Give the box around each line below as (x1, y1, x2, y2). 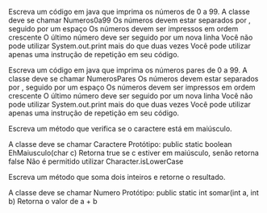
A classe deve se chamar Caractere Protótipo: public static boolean (8, 140, 232, 148)
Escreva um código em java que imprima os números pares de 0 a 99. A (8, 65, 248, 75)
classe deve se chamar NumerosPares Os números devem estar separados (8, 74, 259, 83)
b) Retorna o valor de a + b (8, 197, 98, 206)
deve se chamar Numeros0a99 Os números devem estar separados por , (8, 15, 252, 25)
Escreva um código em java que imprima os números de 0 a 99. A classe (8, 7, 250, 16)
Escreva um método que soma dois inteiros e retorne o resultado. (8, 173, 226, 182)
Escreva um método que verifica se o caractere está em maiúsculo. (8, 124, 232, 133)
